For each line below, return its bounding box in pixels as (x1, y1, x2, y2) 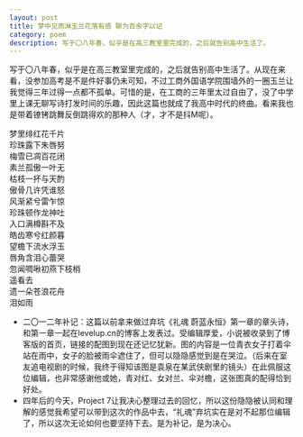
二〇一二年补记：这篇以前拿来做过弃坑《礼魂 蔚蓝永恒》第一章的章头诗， (22, 316, 294, 327)
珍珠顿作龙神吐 (9, 207, 65, 218)
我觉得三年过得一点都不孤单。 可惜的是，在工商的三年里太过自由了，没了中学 (9, 86, 294, 97)
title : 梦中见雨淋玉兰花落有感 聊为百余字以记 (9, 22, 163, 31)
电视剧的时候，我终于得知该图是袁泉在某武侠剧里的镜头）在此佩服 (38, 361, 284, 372)
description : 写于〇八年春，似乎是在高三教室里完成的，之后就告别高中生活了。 (9, 38, 271, 48)
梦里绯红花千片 (9, 128, 65, 140)
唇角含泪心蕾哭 (9, 252, 65, 263)
